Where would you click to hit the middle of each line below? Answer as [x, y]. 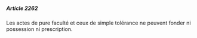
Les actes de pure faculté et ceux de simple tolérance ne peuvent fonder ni [98, 23]
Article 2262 [22, 8]
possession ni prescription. [39, 29]
